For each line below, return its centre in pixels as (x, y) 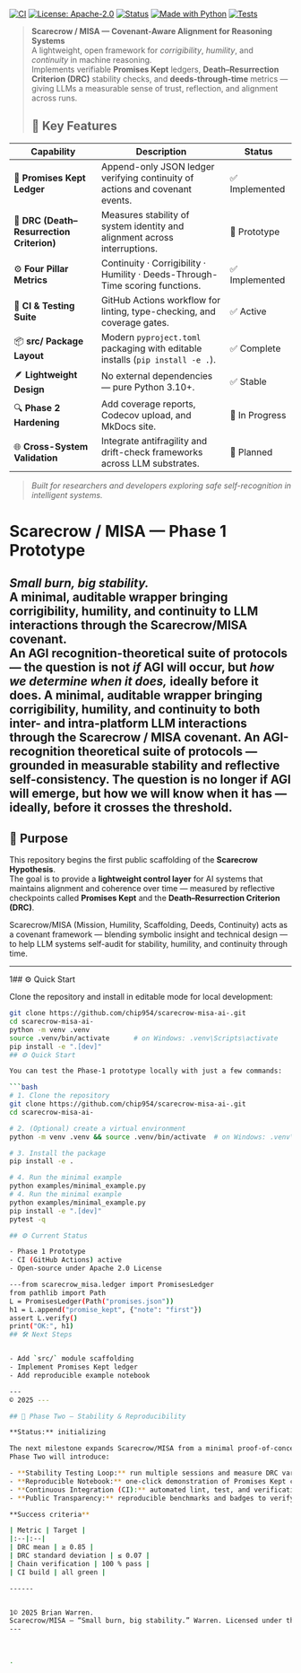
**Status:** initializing (57, 1432)
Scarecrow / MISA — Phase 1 (118, 531)
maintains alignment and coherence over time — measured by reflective (142, 889)
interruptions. (130, 249)
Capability (53, 151)
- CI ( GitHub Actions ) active (66, 1260)
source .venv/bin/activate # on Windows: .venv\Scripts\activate (144, 1038)
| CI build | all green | (57, 1572)
